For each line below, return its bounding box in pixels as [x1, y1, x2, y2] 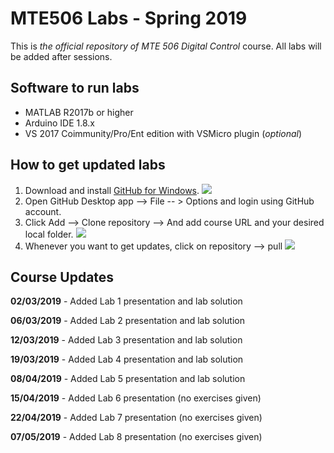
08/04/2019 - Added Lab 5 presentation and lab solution [10, 373, 246, 385]
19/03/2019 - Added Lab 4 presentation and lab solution [10, 353, 244, 366]
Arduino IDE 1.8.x [24, 117, 95, 129]
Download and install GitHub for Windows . [24, 184, 200, 196]
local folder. [24, 228, 74, 240]
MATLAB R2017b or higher [24, 106, 134, 118]
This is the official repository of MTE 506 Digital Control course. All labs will [10, 40, 322, 52]
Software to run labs [10, 80, 140, 97]
